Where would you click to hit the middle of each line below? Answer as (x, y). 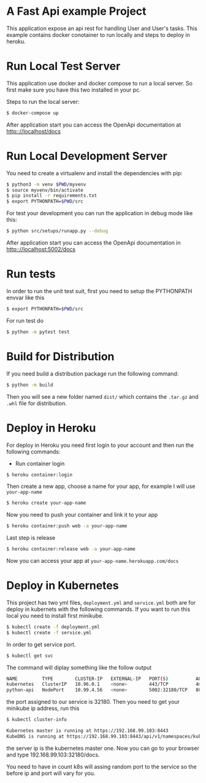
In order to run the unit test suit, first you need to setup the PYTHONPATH (99, 291)
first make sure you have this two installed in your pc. (74, 90)
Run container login (40, 463)
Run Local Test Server (63, 66)
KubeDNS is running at (35, 736)
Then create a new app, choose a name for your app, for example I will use (101, 486)
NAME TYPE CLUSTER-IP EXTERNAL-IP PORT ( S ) (87, 679)
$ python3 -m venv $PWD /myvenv (46, 184)
